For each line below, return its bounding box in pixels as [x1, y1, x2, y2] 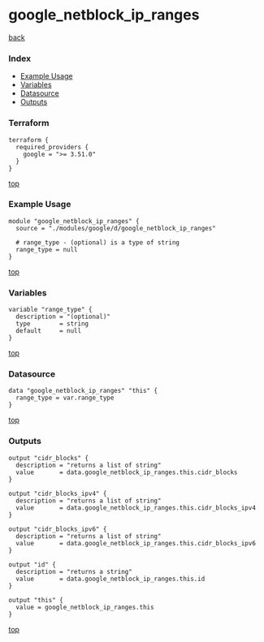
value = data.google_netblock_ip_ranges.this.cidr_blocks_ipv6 [15, 539, 256, 547]
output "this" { [8, 596, 63, 604]
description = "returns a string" [15, 567, 132, 575]
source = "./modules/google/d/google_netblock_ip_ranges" [15, 224, 217, 232]
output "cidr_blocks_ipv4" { [8, 489, 107, 498]
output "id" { [8, 560, 57, 569]
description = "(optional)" [15, 312, 111, 321]
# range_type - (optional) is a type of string [15, 238, 180, 247]
